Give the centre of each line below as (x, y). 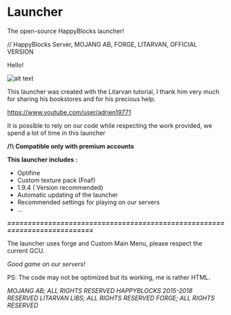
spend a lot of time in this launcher (56, 133)
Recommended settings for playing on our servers (88, 202)
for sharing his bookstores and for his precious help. (81, 99)
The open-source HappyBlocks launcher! (66, 31)
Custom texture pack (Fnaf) (56, 180)
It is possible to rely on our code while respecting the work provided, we (110, 125)
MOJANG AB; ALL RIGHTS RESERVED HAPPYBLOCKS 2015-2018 (100, 290)
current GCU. (26, 250)
